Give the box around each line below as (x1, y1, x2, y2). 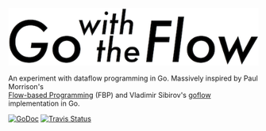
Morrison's (8, 81, 44, 91)
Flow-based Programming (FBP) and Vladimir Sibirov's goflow (8, 90, 212, 99)
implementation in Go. (8, 99, 81, 108)
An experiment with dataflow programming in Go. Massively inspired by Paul (8, 73, 258, 83)
